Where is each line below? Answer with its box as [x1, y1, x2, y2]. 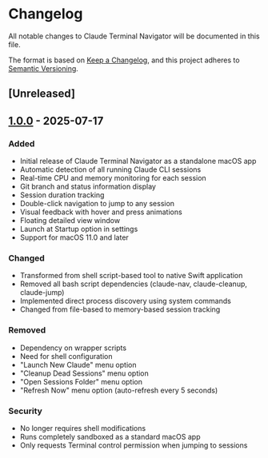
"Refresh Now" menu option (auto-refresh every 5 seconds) [19, 385, 218, 395]
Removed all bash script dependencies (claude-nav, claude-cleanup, [19, 279, 248, 289]
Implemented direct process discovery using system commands [19, 297, 232, 306]
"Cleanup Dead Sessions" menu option [19, 368, 150, 378]
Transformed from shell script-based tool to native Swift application [19, 271, 243, 281]
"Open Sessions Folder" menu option [19, 376, 142, 386]
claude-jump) [19, 288, 65, 297]
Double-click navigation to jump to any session [19, 199, 174, 209]
